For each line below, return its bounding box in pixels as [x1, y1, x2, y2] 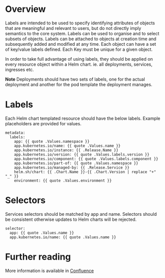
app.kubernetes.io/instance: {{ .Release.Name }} [14, 148, 119, 153]
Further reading [5, 251, 71, 262]
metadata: [5, 130, 26, 135]
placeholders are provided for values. [5, 120, 82, 126]
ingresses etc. [5, 66, 34, 73]
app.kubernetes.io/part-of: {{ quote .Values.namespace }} [14, 161, 139, 166]
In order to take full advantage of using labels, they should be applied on [5, 56, 153, 62]
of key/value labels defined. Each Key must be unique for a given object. [5, 46, 153, 52]
